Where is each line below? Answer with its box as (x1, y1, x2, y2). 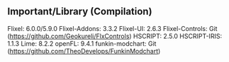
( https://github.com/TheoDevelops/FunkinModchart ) (7, 46, 161, 55)
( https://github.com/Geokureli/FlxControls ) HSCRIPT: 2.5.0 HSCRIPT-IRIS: (7, 32, 222, 40)
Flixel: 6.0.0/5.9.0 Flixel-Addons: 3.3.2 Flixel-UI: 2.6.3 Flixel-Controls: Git (7, 24, 218, 32)
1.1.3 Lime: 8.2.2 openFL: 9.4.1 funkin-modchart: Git (7, 39, 157, 48)
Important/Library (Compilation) (7, 6, 152, 18)
